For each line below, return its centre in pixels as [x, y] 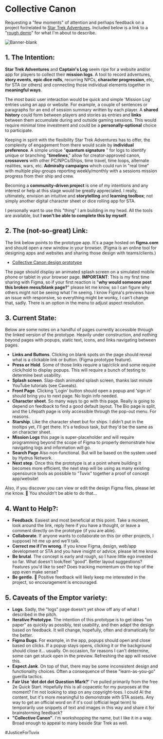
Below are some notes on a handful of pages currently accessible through [79, 330]
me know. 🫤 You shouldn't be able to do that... [51, 493]
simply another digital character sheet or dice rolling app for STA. [70, 201]
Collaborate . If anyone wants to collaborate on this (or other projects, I [83, 536]
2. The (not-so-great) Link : [46, 231]
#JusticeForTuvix [22, 732]
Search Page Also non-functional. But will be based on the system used [84, 453]
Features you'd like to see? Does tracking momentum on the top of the [83, 567]
